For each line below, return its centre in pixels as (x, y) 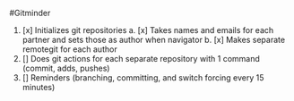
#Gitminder (30, 13)
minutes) (39, 87)
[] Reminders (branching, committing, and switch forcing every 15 (143, 78)
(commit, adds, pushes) (66, 68)
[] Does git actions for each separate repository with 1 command (141, 59)
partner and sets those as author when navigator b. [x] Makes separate (153, 40)
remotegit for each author (70, 49)
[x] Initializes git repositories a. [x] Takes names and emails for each (148, 30)
